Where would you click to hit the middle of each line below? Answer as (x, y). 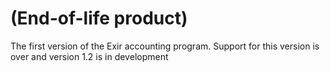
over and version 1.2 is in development (89, 56)
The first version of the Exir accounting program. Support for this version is (165, 46)
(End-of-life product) (99, 18)
